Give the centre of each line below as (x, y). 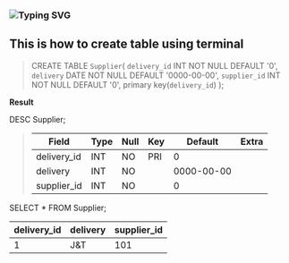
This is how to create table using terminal (127, 44)
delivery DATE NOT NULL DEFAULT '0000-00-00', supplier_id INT (156, 75)
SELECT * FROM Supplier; (58, 208)
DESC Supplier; (38, 119)
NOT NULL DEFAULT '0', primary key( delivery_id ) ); (127, 84)
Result (21, 102)
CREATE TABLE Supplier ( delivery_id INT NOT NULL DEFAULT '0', (155, 65)
